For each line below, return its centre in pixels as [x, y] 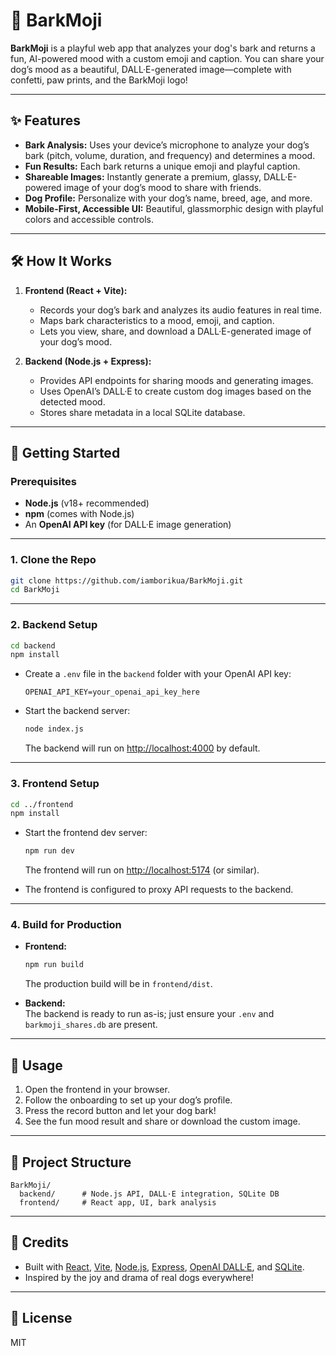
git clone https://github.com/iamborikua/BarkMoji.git [127, 580]
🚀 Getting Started [65, 452]
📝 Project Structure [71, 1162]
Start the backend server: [77, 711]
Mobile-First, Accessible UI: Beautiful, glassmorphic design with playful [174, 208]
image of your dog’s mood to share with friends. [162, 187]
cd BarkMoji [35, 590]
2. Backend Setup [54, 625]
